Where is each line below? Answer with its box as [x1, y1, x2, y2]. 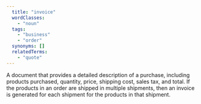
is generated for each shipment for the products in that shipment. [6, 91, 171, 98]
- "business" [17, 32, 51, 38]
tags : [12, 26, 26, 32]
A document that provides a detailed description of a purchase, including [6, 71, 190, 78]
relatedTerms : [12, 49, 48, 55]
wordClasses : [12, 15, 45, 21]
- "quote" [17, 54, 43, 61]
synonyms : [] [12, 43, 45, 50]
